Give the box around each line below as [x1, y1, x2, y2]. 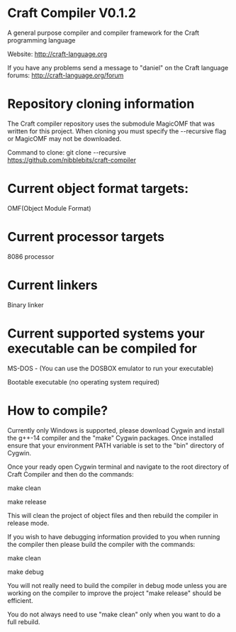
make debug [7, 567, 44, 576]
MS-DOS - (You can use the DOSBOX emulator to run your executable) [7, 364, 214, 372]
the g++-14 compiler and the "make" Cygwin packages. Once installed [7, 433, 214, 442]
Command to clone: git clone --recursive [7, 148, 126, 157]
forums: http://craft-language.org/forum [7, 71, 124, 79]
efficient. [7, 596, 33, 604]
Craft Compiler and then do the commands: [7, 470, 134, 478]
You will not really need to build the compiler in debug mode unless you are [7, 581, 227, 589]
